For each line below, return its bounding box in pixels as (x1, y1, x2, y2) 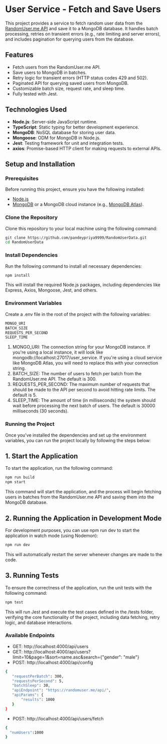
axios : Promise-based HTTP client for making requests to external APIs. (12, 145, 161, 151)
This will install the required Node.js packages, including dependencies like (5, 282, 160, 288)
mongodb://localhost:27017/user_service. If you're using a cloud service (12, 355, 162, 361)
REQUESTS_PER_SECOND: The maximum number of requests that (12, 381, 150, 387)
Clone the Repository (5, 214, 58, 221)
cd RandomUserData (5, 240, 44, 245)
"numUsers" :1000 (10, 730, 44, 735)
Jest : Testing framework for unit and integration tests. (12, 140, 124, 146)
